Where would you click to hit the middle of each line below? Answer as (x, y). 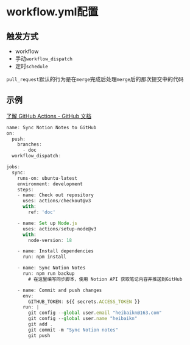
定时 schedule (32, 66)
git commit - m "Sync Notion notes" (73, 330)
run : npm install (44, 257)
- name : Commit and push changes (60, 290)
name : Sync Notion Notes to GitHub (51, 127)
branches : (30, 144)
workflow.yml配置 (52, 12)
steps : (26, 190)
